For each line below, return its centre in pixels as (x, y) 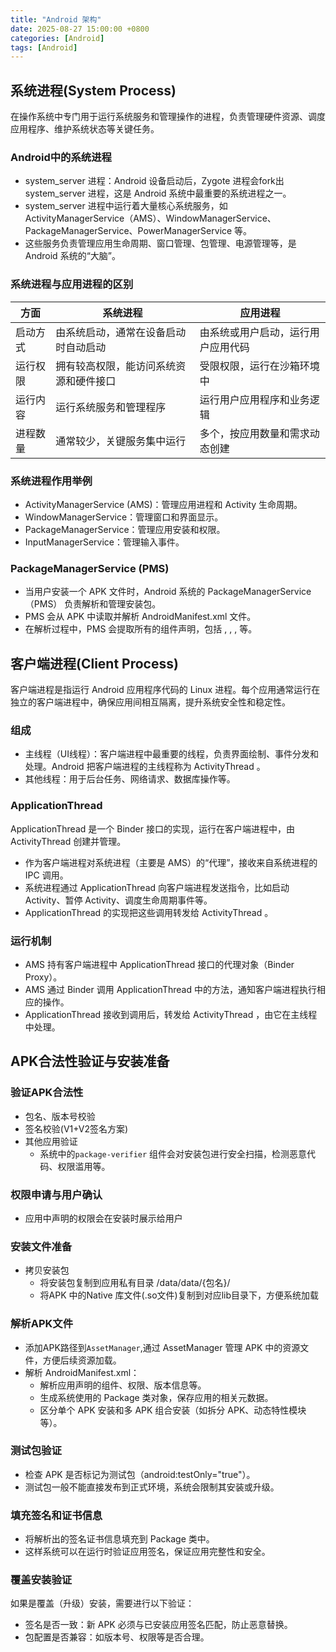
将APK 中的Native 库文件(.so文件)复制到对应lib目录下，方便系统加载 (179, 1295)
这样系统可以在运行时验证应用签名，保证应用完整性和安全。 (147, 1552)
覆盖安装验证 (41, 1580)
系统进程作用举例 (51, 481)
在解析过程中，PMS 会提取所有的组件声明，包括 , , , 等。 (141, 629)
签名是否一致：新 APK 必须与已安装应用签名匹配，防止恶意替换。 (158, 1625)
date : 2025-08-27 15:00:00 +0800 (80, 29)
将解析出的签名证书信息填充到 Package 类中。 (119, 1539)
